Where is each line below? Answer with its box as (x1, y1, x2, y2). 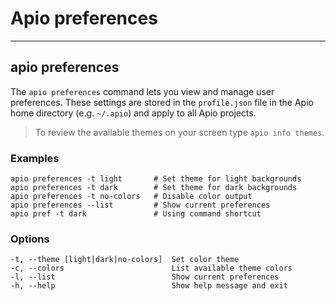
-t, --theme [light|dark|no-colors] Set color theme (10, 255, 240, 265)
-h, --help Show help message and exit (10, 281, 288, 291)
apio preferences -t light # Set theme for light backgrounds (10, 174, 302, 184)
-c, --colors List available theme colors (10, 263, 293, 274)
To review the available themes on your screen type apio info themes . (34, 126, 325, 138)
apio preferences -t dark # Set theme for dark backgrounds (10, 183, 298, 193)
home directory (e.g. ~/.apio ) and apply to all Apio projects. (10, 107, 257, 119)
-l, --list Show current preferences (10, 272, 280, 282)
